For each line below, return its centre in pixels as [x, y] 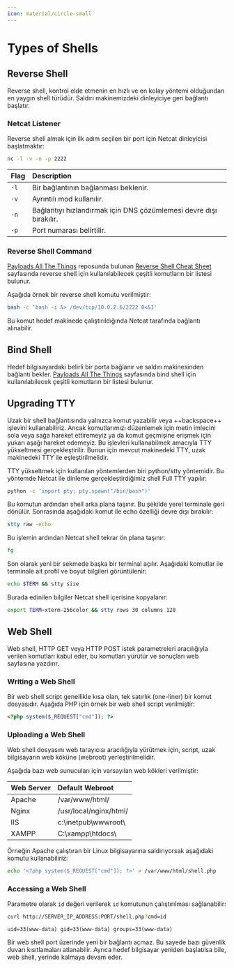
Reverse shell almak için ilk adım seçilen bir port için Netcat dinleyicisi [107, 138]
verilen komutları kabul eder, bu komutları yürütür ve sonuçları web [103, 656]
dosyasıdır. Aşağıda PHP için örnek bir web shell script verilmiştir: [101, 704]
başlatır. [18, 105]
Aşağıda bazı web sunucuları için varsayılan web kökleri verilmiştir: [103, 771]
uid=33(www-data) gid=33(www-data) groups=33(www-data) [90, 930]
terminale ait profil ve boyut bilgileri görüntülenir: [77, 571]
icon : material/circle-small [49, 14]
